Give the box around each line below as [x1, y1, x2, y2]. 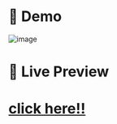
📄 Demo [8, 7, 63, 26]
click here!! [8, 100, 86, 118]
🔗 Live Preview [8, 62, 110, 81]
